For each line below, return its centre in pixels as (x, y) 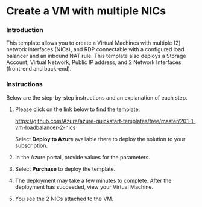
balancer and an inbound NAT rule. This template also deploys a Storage (96, 56)
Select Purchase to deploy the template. (65, 169)
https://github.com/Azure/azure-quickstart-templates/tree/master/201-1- (105, 121)
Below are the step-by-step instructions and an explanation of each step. (97, 97)
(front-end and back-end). (39, 69)
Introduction (25, 30)
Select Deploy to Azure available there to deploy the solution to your (100, 139)
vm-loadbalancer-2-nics (45, 127)
